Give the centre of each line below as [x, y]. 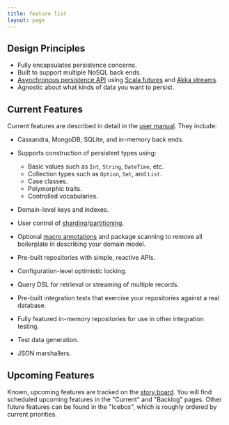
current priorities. [32, 414]
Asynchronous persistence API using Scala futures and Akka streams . [117, 80]
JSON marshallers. [44, 353]
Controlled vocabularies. [63, 196]
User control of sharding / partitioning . [70, 223]
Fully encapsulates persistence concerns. [77, 65]
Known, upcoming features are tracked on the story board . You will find [110, 392]
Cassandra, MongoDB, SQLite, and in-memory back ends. [101, 139]
